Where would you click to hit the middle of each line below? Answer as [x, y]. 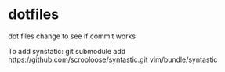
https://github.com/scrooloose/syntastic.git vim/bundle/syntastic [113, 59]
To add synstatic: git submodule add [67, 51]
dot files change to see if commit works [72, 36]
